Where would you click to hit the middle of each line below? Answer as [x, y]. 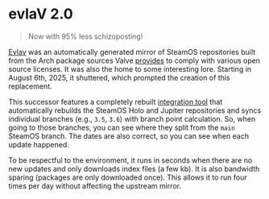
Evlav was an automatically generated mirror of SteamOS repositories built [132, 52]
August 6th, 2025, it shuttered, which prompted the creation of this [119, 77]
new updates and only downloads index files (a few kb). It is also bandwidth [134, 168]
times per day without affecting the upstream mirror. [95, 185]
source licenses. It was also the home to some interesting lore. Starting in [130, 68]
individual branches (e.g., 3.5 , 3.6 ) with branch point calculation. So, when [132, 118]
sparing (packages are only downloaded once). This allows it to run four [128, 177]
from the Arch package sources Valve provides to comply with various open [134, 60]
